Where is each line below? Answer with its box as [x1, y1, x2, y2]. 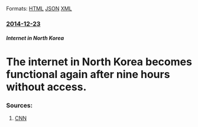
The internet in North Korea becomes [6, 55, 192, 69]
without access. [6, 80, 87, 93]
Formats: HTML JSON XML [6, 5, 72, 12]
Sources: [6, 101, 33, 109]
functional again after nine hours [6, 67, 170, 81]
